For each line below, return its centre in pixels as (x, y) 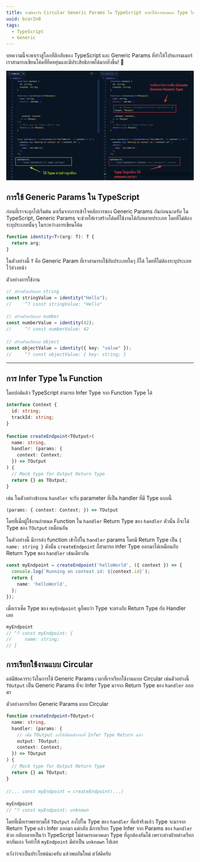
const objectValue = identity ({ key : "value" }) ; (69, 348)
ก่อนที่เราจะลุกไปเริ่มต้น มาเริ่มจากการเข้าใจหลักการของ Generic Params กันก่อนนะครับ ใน (97, 211)
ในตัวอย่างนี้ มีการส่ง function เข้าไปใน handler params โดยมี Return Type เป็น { (94, 540)
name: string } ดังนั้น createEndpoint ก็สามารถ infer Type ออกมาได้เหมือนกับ (92, 547)
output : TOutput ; (38, 741)
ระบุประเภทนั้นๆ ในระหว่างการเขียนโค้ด (44, 225)
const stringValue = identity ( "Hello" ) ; (57, 298)
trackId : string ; (33, 418)
